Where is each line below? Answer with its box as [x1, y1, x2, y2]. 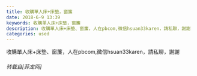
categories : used [6, 31, 50, 37]
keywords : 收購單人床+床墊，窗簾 [6, 20, 81, 26]
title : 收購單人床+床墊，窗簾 [6, 8, 73, 15]
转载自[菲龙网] [6, 63, 42, 70]
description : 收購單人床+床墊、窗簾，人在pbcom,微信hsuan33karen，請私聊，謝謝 [6, 25, 191, 32]
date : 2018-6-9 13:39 [6, 14, 61, 20]
